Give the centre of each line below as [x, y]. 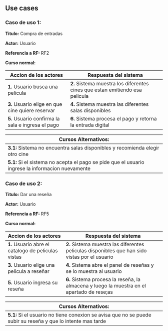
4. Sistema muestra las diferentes [109, 104]
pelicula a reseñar [29, 271]
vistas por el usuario [89, 257]
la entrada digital [90, 125]
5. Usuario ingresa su [33, 282]
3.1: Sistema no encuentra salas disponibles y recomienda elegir [83, 147]
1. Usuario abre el [29, 244]
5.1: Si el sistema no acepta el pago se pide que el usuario [76, 162]
